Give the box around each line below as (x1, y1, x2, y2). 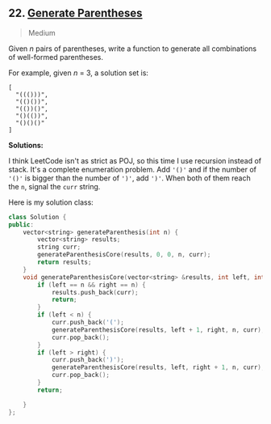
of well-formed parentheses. (8, 52, 103, 61)
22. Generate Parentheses (8, 6, 143, 20)
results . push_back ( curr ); (51, 288, 139, 296)
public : (8, 220, 35, 229)
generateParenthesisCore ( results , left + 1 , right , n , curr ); (51, 325, 265, 334)
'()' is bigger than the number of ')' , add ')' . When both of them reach (8, 173, 252, 183)
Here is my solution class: (8, 197, 94, 207)
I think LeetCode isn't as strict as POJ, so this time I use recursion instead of (8, 155, 262, 165)
